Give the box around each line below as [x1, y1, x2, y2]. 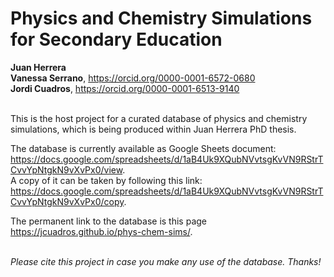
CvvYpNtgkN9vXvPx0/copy [10, 195, 125, 207]
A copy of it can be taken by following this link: [10, 174, 203, 186]
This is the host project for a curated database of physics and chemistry [10, 112, 308, 124]
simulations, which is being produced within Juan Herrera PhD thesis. [10, 123, 297, 135]
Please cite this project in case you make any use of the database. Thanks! [10, 255, 322, 267]
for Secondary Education [10, 28, 223, 51]
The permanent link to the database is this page [10, 215, 208, 227]
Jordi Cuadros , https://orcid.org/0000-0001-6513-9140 [10, 82, 240, 94]
